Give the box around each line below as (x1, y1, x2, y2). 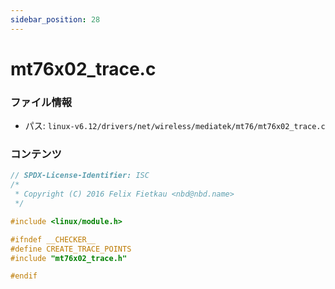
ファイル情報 (10, 95, 73, 109)
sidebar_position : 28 (10, 14, 101, 25)
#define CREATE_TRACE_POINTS (10, 244, 132, 254)
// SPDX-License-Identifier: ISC (10, 171, 150, 181)
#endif (10, 271, 38, 281)
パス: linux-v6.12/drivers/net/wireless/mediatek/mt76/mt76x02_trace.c (24, 120, 326, 132)
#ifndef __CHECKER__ (10, 234, 97, 245)
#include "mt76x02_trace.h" (10, 253, 128, 263)
